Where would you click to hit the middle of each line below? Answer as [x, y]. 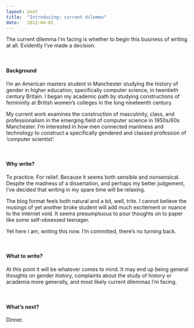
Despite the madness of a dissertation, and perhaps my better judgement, [96, 183]
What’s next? [23, 307]
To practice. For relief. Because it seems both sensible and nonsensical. [93, 177]
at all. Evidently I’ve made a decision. [51, 45]
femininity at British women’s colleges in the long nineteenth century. [89, 102]
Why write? [21, 164]
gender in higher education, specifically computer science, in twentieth [92, 90]
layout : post [22, 12]
